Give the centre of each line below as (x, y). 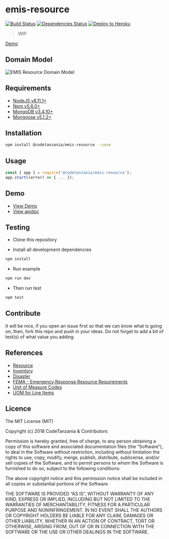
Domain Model (29, 60)
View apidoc (26, 211)
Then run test (27, 288)
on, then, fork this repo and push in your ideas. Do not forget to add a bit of (84, 331)
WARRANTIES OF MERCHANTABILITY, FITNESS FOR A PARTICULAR (78, 505)
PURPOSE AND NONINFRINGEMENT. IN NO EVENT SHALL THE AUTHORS (84, 510)
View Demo (25, 206)
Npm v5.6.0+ (26, 106)
